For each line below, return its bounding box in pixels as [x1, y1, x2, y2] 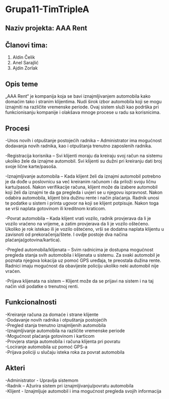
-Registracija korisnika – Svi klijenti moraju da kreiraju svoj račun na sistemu [5, 153, 162, 159]
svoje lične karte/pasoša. [5, 164, 58, 170]
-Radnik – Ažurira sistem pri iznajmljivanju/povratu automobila [5, 382, 134, 388]
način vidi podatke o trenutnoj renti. [5, 284, 79, 290]
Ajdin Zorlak [12, 65, 38, 71]
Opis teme [5, 79, 38, 88]
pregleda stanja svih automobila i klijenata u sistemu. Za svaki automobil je [5, 252, 160, 258]
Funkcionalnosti [5, 298, 57, 307]
